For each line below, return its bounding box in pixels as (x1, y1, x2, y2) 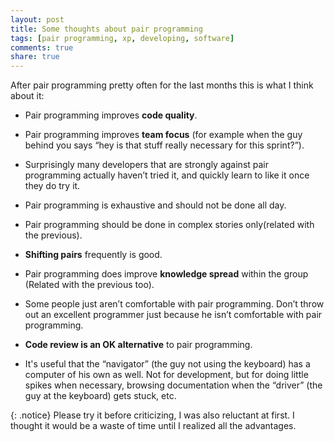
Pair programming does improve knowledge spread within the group (24, 268, 309, 280)
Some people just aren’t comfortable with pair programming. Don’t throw (24, 298, 325, 310)
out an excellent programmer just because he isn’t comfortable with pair (24, 309, 323, 321)
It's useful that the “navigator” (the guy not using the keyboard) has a (24, 358, 311, 370)
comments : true (10, 42, 74, 53)
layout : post (10, 14, 65, 25)
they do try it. (24, 180, 81, 192)
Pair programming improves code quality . (24, 109, 198, 121)
